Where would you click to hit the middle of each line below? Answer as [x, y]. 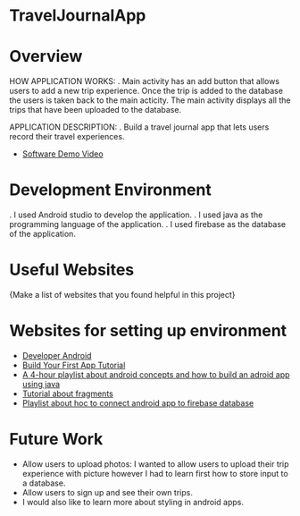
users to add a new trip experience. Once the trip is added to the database [146, 91]
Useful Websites [72, 270]
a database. [44, 483]
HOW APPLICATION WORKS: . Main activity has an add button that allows [144, 81]
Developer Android [57, 355]
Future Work [56, 440]
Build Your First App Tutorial [74, 365]
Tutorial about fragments [67, 393]
